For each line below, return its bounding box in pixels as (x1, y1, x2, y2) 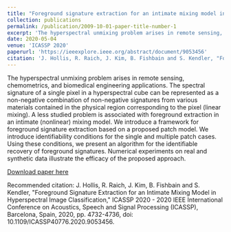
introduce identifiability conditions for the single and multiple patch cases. (7, 132, 217, 140)
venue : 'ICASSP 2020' (7, 42, 69, 49)
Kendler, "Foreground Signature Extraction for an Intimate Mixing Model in (7, 188, 217, 196)
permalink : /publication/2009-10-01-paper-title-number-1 (7, 23, 177, 30)
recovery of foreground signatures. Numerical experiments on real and (7, 147, 208, 155)
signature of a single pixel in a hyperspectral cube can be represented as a (7, 88, 219, 96)
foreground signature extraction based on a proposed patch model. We (7, 125, 209, 133)
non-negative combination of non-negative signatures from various (7, 96, 198, 104)
